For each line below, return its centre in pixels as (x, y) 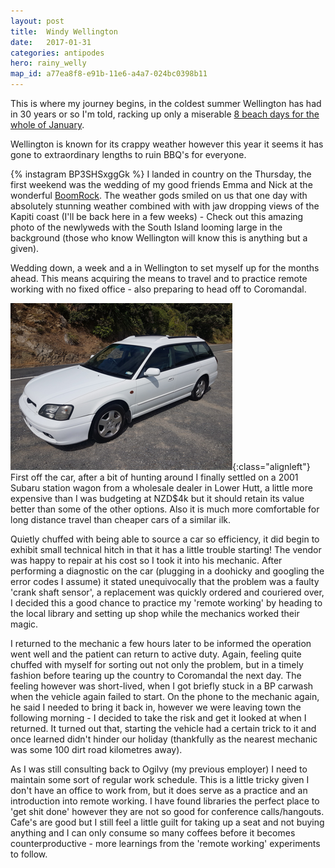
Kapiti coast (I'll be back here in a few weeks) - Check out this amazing (157, 216)
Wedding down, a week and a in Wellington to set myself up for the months (165, 268)
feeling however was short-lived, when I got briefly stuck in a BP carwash (162, 686)
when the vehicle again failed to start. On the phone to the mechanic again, (165, 696)
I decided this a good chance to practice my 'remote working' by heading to (166, 603)
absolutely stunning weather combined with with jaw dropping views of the (165, 206)
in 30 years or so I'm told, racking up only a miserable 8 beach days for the (165, 114)
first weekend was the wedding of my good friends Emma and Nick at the (161, 184)
